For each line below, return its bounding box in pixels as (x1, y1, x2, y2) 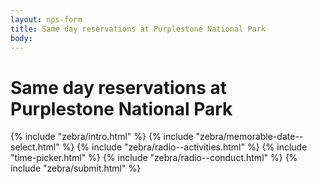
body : (10, 33, 33, 43)
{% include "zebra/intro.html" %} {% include (10, 131, 194, 143)
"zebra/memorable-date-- (195, 131, 304, 143)
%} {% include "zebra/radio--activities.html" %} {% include (61, 141, 308, 153)
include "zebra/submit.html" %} (10, 162, 142, 175)
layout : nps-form (10, 14, 83, 25)
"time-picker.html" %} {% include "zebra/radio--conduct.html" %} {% (10, 152, 298, 164)
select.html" (10, 141, 60, 153)
